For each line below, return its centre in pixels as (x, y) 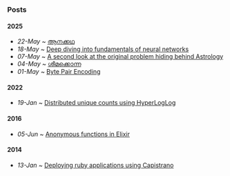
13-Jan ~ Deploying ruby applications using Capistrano (95, 165)
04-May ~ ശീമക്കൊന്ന (49, 64)
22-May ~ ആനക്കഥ (46, 41)
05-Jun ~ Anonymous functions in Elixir (73, 134)
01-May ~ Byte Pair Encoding (59, 72)
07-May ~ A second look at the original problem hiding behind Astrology (120, 57)
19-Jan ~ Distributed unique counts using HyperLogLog (96, 103)
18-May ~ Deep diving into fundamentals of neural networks (103, 49)
